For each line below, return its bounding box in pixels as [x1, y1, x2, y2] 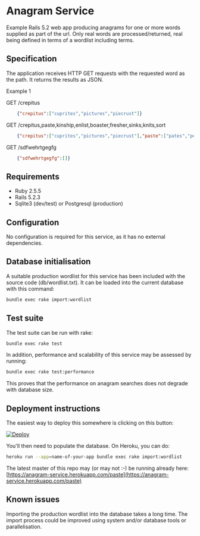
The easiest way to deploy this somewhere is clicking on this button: [6, 419, 174, 426]
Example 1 [6, 88, 31, 95]
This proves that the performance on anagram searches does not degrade [6, 380, 189, 387]
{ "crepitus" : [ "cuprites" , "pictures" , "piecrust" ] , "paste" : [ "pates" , [17, 133, 187, 139]
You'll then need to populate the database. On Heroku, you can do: [6, 442, 170, 450]
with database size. [6, 386, 54, 394]
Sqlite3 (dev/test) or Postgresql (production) [14, 200, 123, 207]
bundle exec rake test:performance [6, 369, 95, 375]
